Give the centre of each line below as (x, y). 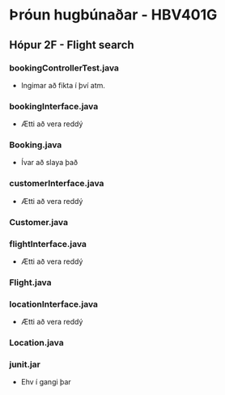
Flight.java (30, 282)
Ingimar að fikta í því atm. (63, 85)
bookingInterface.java (54, 106)
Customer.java (38, 222)
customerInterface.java (57, 184)
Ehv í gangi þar (46, 382)
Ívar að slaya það (49, 163)
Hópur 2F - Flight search (72, 45)
